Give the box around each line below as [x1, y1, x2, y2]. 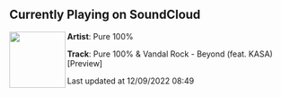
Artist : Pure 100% [66, 31, 134, 41]
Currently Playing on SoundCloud [9, 7, 201, 22]
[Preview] [66, 57, 103, 68]
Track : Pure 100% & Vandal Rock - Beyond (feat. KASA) [66, 48, 274, 59]
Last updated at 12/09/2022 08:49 [66, 75, 195, 86]
